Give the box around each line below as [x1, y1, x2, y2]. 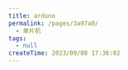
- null [15, 42, 38, 50]
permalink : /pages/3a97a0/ [8, 19, 99, 27]
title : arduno [8, 11, 56, 20]
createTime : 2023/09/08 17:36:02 [8, 49, 121, 57]
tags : [8, 34, 27, 43]
